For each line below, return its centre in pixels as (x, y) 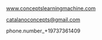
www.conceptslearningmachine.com (51, 8)
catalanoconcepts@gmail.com (43, 19)
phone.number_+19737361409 (43, 31)
